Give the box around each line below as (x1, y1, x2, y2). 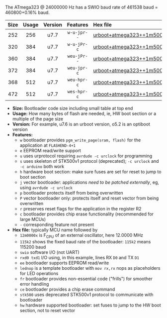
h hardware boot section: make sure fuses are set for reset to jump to (19, 169, 162, 175)
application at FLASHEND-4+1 (19, 142, 76, 148)
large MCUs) (19, 216, 46, 222)
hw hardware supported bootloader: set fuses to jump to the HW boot (19, 302, 162, 308)
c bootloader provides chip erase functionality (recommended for (19, 211, 154, 217)
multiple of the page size (12, 116, 64, 121)
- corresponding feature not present (19, 221, 94, 227)
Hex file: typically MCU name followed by (12, 227, 98, 233)
